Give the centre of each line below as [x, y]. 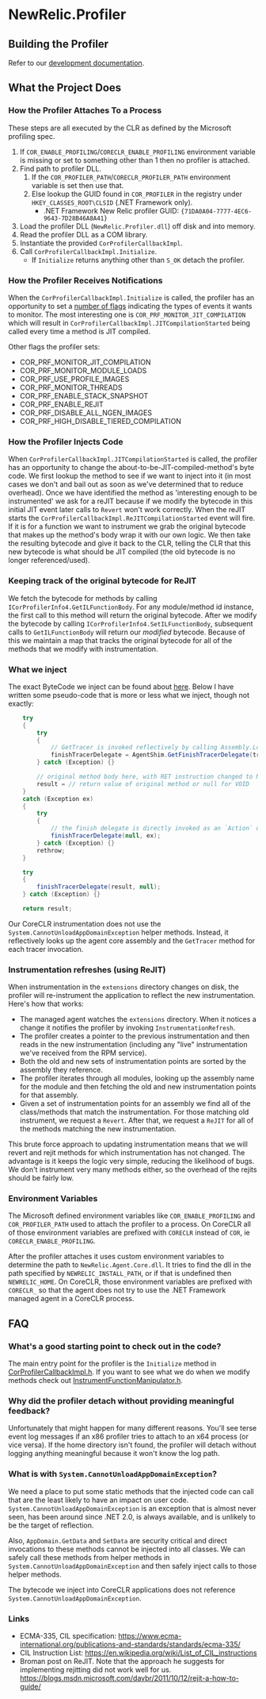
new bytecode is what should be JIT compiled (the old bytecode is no [122, 552]
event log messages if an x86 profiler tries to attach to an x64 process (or [129, 1437]
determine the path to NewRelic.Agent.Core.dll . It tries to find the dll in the [130, 1265]
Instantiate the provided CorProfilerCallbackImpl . [101, 243]
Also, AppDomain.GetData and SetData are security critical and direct [118, 1540]
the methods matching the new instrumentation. [98, 1129]
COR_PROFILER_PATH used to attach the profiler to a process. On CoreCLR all [130, 1224]
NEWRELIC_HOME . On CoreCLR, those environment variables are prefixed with [130, 1282]
